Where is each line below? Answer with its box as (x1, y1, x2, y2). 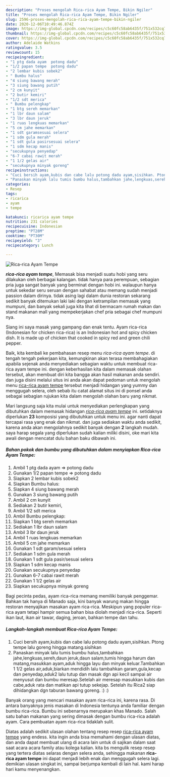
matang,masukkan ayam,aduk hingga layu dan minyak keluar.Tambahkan (13, 660, 165, 667)
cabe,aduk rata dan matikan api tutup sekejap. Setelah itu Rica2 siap (13, 682, 155, 688)
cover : (6, 36, 20, 41)
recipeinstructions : (6, 168, 49, 173)
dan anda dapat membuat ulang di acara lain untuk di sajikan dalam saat (6, 739, 156, 746)
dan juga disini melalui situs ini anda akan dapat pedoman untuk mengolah (6, 377, 160, 383)
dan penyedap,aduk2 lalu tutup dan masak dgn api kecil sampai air (13, 671, 152, 677)
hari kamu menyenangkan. (6, 766, 61, 772)
